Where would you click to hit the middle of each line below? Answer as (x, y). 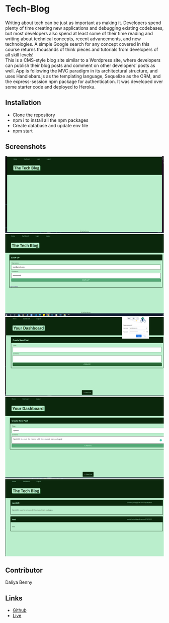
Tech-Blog (28, 9)
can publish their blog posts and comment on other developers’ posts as (80, 65)
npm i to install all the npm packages (51, 120)
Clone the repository (34, 115)
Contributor (24, 570)
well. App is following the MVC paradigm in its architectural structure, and (81, 70)
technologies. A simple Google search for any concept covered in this (77, 44)
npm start (22, 131)
